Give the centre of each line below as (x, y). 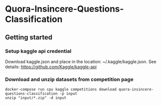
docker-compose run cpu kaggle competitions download (61, 89)
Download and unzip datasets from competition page (69, 79)
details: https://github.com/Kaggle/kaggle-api (51, 67)
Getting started (29, 37)
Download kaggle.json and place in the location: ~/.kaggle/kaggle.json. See (81, 61)
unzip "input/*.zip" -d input (36, 98)
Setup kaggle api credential (38, 51)
